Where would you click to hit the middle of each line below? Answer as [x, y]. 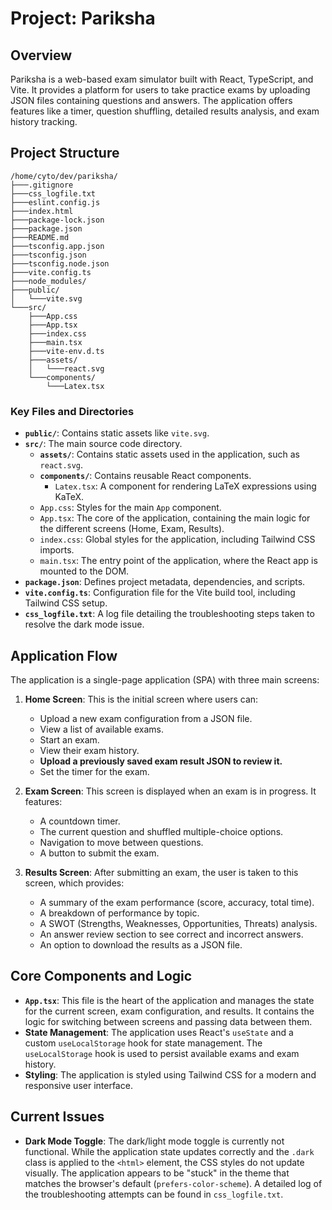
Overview [41, 55]
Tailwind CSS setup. [66, 603]
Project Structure [65, 153]
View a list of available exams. [102, 729]
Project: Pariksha [83, 18]
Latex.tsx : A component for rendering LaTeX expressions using [185, 486]
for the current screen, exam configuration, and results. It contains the [169, 1011]
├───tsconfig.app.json [57, 246]
